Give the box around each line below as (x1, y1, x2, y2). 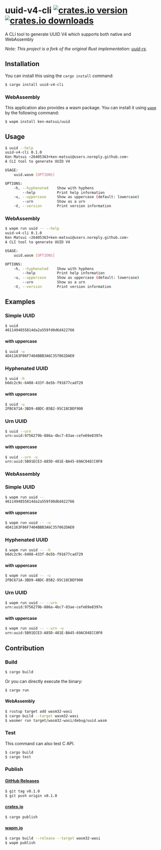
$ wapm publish (5, 840, 36, 845)
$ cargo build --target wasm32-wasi (5, 714, 79, 718)
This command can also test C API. (5, 740, 75, 746)
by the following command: (5, 110, 59, 116)
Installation (5, 60, 40, 68)
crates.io (5, 804, 24, 809)
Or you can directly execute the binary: (5, 678, 83, 684)
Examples (5, 298, 35, 306)
